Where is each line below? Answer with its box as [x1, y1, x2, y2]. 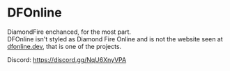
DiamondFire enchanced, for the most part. [7, 28, 131, 36]
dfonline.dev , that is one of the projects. [7, 42, 122, 50]
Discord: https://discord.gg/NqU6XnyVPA [7, 55, 127, 63]
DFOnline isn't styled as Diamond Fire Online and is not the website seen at [7, 34, 223, 43]
